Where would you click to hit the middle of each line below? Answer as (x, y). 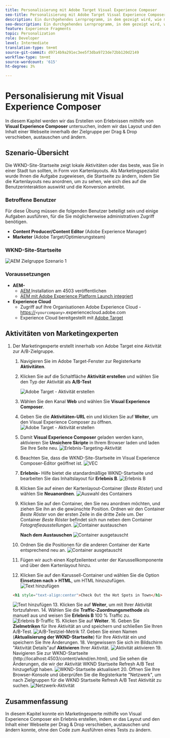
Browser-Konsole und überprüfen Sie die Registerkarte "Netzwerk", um (87, 675)
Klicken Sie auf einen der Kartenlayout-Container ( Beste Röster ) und (91, 488)
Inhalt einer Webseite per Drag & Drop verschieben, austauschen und (78, 725)
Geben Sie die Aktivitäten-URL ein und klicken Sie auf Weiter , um (89, 416)
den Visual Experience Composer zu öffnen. (66, 422)
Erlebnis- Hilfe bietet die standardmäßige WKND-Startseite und (87, 473)
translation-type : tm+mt (31, 48)
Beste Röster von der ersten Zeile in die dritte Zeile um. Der (82, 514)
